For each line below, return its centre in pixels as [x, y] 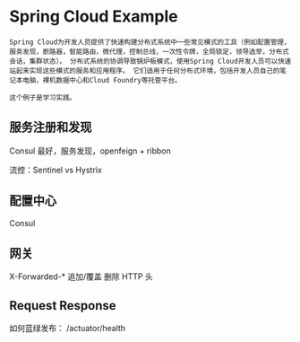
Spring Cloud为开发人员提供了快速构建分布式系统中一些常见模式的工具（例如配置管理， [150, 42]
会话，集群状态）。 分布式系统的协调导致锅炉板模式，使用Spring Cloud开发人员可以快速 [150, 61]
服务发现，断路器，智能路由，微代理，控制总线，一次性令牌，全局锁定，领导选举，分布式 [149, 51]
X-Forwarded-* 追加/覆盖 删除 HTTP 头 [81, 276]
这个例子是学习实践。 [43, 97]
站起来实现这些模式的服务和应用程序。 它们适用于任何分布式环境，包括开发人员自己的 [145, 70]
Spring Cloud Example [94, 17]
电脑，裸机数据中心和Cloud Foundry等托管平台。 [102, 80]
